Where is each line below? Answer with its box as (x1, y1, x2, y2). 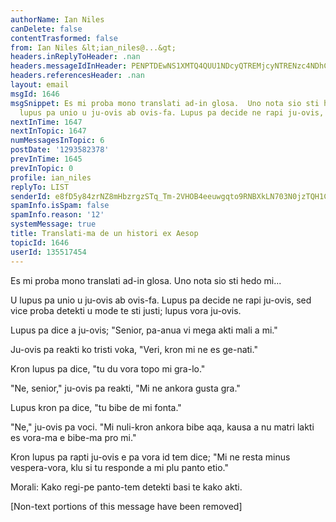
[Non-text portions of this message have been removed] (10, 500, 243, 512)
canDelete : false (10, 24, 83, 34)
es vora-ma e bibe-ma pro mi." (10, 431, 137, 443)
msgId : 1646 (10, 89, 60, 99)
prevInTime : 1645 (10, 154, 83, 164)
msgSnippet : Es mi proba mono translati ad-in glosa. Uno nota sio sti (10, 98, 320, 108)
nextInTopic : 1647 (10, 126, 87, 136)
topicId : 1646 (10, 237, 70, 248)
